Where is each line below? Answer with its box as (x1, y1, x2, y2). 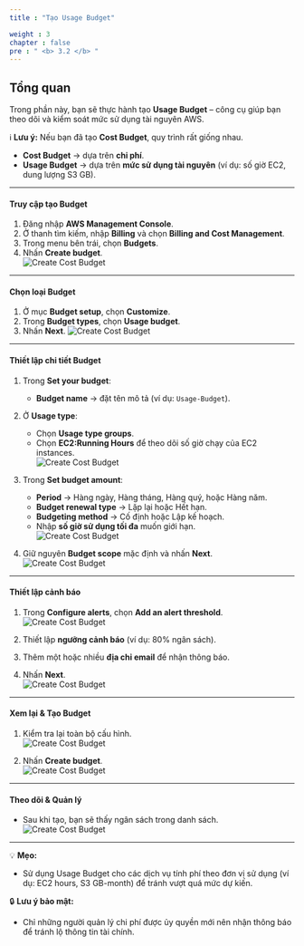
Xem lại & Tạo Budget (9, 708, 91, 719)
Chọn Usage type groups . (35, 428, 134, 439)
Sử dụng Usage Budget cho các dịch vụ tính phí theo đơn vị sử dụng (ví (22, 868, 290, 879)
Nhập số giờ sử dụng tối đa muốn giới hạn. (35, 520, 196, 531)
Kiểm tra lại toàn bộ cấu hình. (22, 729, 132, 739)
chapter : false (9, 38, 71, 47)
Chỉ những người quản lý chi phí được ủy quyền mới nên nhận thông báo (22, 917, 292, 928)
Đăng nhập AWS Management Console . (22, 218, 174, 229)
